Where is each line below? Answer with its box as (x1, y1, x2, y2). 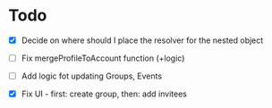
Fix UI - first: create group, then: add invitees (21, 88, 187, 99)
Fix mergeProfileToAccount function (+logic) (21, 53, 185, 63)
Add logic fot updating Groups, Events (21, 71, 163, 81)
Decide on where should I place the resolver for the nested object (21, 35, 264, 46)
